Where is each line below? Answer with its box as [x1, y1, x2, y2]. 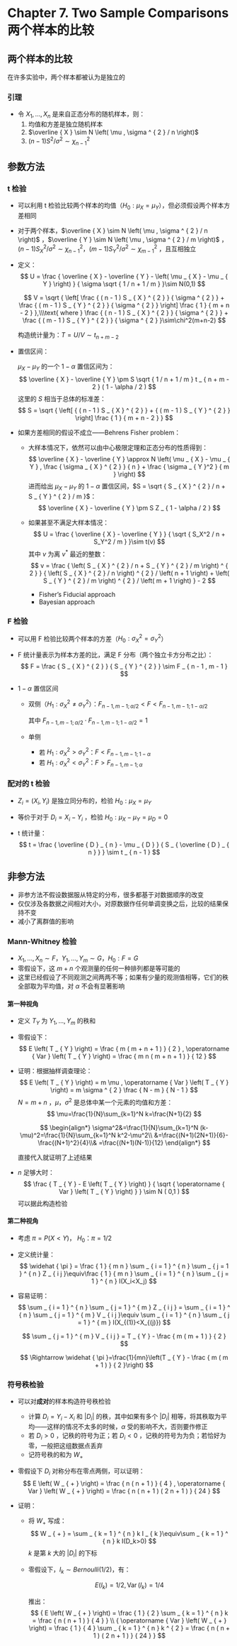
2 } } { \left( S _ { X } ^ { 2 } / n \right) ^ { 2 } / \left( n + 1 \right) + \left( [29, 569, 230, 577]
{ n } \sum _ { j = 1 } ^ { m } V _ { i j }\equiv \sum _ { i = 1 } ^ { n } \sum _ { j [18, 1310, 230, 1319]
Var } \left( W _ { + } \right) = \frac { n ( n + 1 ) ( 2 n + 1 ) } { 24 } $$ [28, 1487, 221, 1496]
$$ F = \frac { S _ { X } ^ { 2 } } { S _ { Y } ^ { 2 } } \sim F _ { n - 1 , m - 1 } [21, 662, 228, 671]
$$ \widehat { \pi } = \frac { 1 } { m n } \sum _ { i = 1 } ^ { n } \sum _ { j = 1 [19, 1261, 229, 1270]
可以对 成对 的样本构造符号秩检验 [17, 1397, 111, 1406]
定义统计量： [17, 1250, 55, 1258]
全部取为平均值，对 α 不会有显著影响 [17, 982, 125, 991]
